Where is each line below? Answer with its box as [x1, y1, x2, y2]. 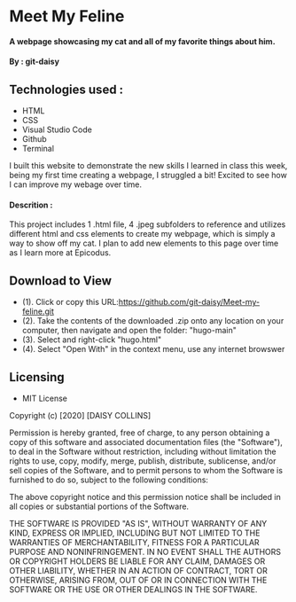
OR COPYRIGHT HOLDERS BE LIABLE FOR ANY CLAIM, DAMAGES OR [9, 556, 266, 567]
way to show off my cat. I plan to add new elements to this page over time [9, 238, 279, 249]
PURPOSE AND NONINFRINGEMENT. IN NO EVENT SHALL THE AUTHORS [9, 547, 282, 558]
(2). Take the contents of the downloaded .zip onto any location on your [21, 316, 284, 326]
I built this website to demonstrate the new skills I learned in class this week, [9, 160, 288, 171]
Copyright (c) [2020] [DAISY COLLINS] [9, 410, 152, 421]
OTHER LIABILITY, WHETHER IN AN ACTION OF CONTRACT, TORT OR [9, 566, 268, 576]
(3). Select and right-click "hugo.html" [21, 334, 162, 345]
